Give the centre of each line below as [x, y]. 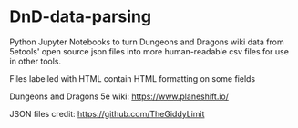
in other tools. [36, 61]
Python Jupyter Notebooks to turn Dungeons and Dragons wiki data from [147, 42]
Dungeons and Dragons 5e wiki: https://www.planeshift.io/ [119, 96]
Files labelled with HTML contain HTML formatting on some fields [133, 78]
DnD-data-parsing [81, 17]
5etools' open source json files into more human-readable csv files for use [149, 51]
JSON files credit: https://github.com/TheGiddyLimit [107, 113]
